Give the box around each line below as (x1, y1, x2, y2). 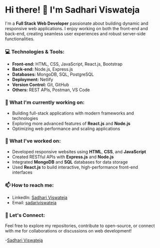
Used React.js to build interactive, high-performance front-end (12, 164, 138, 170)
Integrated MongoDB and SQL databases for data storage (12, 159, 128, 165)
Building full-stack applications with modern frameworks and (12, 110, 134, 116)
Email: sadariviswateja (12, 200, 57, 206)
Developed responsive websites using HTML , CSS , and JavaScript (12, 149, 146, 154)
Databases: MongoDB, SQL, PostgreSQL (12, 71, 94, 77)
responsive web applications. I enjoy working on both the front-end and (5, 25, 148, 31)
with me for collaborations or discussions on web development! (5, 228, 132, 234)
